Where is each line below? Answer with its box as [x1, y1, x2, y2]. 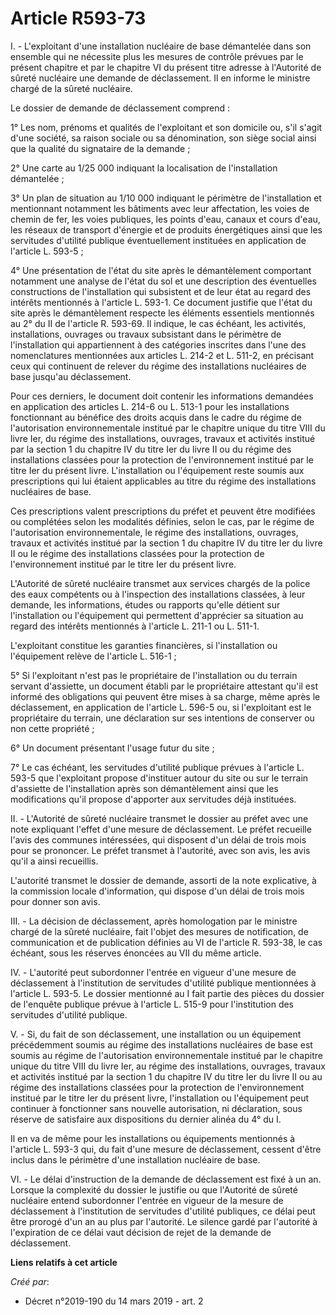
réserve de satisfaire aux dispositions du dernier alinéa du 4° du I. [10, 1113, 282, 1125]
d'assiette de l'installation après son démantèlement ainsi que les [10, 782, 279, 794]
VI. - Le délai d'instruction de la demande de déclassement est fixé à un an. [10, 1173, 322, 1185]
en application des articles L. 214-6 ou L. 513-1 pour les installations [10, 400, 290, 412]
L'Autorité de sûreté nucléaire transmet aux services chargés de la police [10, 577, 311, 589]
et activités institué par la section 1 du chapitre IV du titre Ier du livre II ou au [10, 1070, 323, 1082]
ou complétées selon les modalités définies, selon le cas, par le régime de [10, 515, 315, 527]
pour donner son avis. [10, 895, 101, 907]
